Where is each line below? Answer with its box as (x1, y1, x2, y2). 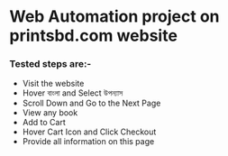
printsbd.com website (9, 25, 178, 46)
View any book (22, 107, 78, 118)
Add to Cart (22, 117, 66, 128)
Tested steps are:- (9, 58, 92, 70)
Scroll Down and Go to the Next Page (22, 97, 161, 109)
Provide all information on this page (22, 136, 155, 147)
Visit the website (22, 78, 85, 89)
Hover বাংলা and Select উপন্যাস (22, 87, 123, 98)
